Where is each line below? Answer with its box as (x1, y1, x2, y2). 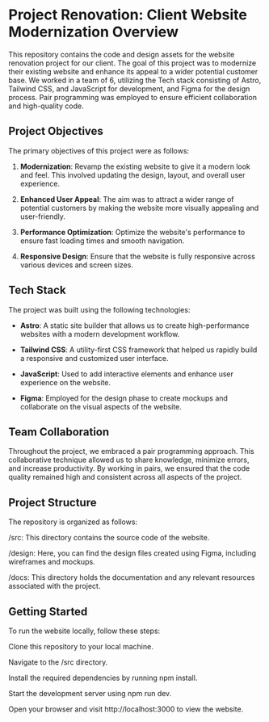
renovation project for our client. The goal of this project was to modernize (8, 58, 257, 68)
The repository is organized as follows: (8, 517, 138, 527)
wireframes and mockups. (8, 557, 95, 567)
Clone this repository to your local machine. (8, 642, 153, 651)
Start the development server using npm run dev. (8, 689, 172, 698)
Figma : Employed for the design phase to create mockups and (19, 393, 229, 403)
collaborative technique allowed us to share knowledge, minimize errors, (8, 455, 250, 465)
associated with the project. (8, 581, 101, 591)
